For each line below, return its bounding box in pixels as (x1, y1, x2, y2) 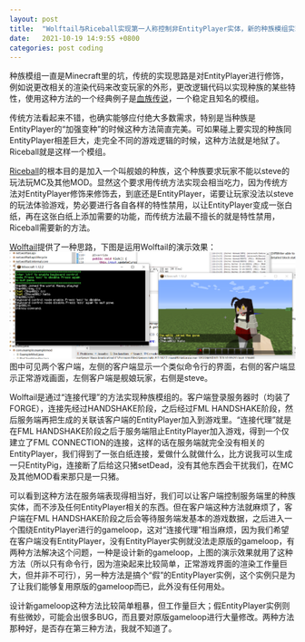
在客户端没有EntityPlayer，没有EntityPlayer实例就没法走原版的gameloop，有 (9, 536, 295, 547)
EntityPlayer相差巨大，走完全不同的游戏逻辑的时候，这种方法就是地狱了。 (9, 135, 285, 146)
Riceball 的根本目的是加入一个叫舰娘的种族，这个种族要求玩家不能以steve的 (9, 166, 290, 177)
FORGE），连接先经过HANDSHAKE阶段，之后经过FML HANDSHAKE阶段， (9, 404, 286, 414)
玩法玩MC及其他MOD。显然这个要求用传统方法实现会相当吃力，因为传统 (9, 177, 280, 188)
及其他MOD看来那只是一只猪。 (9, 472, 124, 482)
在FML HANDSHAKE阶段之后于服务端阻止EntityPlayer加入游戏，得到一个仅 (9, 426, 290, 437)
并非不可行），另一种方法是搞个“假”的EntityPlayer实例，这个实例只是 (33, 569, 288, 580)
